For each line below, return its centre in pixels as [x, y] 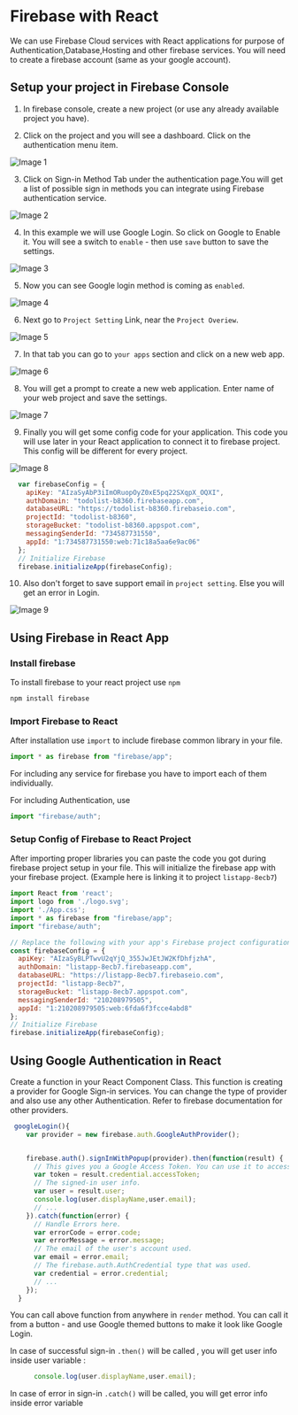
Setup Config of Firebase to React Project [101, 839]
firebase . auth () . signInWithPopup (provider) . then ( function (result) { [155, 1158]
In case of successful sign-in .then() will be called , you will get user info [144, 1351]
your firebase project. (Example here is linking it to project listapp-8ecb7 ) [144, 878]
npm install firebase [50, 699]
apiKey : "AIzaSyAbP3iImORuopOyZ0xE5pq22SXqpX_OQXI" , [125, 492]
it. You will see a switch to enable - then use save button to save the [145, 242]
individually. [32, 783]
